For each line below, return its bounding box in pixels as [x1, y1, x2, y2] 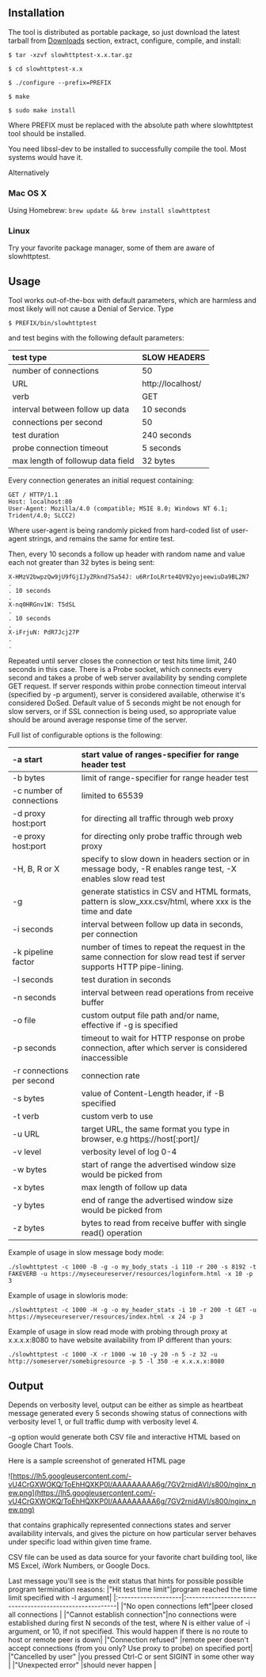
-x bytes [12, 1182, 45, 1193]
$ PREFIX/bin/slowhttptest [8, 320, 97, 328]
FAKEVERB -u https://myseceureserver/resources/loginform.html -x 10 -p [8, 1270, 253, 1278]
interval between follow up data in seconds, [81, 919, 244, 930]
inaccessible [81, 1053, 128, 1064]
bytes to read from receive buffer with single [81, 1218, 247, 1229]
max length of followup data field [12, 455, 135, 466]
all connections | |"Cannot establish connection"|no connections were [8, 1610, 237, 1619]
